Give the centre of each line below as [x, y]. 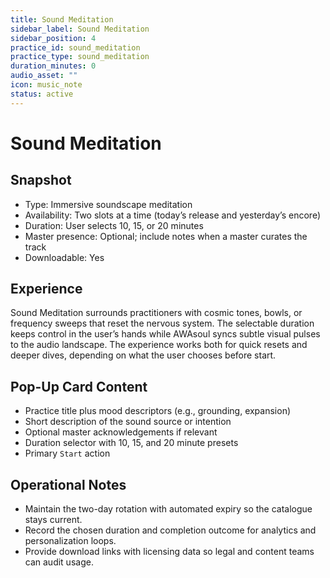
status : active [42, 94]
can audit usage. [59, 562]
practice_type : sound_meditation [80, 57]
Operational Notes [68, 484]
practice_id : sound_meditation [75, 47]
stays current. [53, 520]
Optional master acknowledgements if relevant [121, 432]
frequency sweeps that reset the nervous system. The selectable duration [162, 323]
